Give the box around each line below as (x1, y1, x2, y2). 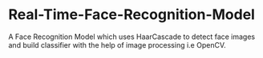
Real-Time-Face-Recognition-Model (8, 6, 255, 24)
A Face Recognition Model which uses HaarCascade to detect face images (8, 32, 256, 41)
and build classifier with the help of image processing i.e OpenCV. (8, 40, 226, 49)
